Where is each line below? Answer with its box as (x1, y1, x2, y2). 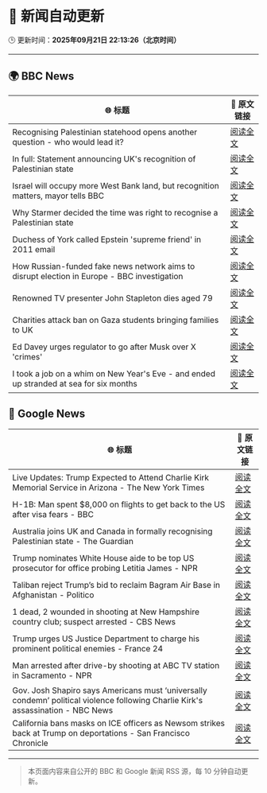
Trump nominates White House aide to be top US (12, 552, 195, 563)
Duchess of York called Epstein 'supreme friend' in (12, 234, 202, 245)
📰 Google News (8, 407, 86, 421)
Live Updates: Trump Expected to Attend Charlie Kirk (12, 472, 209, 483)
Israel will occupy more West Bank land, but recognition (12, 180, 220, 191)
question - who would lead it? (12, 136, 125, 147)
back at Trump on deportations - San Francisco (12, 727, 191, 738)
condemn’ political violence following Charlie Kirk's (12, 694, 203, 706)
